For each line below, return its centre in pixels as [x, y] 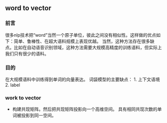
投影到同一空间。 [39, 116]
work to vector [23, 98]
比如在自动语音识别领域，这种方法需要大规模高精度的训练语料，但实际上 [88, 47]
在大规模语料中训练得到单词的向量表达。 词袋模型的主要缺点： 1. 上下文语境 [83, 79]
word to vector [28, 8]
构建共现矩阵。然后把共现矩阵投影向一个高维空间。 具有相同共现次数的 [85, 109]
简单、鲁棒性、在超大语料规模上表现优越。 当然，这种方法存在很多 [82, 41]
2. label [13, 85]
